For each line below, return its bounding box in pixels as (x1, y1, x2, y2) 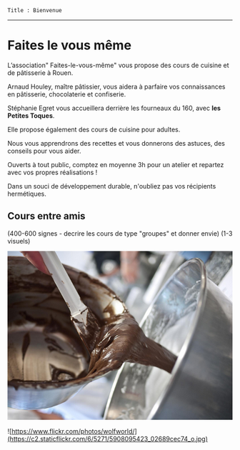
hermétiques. (7, 189, 46, 198)
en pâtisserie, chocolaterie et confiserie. (7, 89, 126, 99)
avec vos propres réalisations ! (7, 168, 98, 176)
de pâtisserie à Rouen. (7, 68, 74, 77)
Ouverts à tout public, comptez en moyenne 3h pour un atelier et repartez (7, 160, 224, 169)
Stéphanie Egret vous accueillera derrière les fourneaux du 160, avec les (7, 104, 221, 112)
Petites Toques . (7, 111, 55, 120)
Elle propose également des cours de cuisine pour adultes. (7, 125, 181, 134)
